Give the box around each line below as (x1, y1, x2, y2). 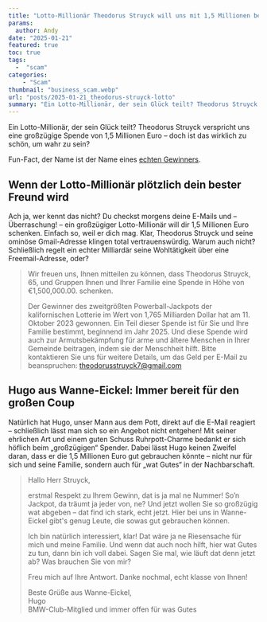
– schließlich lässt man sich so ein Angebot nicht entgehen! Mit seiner (8, 425, 237, 435)
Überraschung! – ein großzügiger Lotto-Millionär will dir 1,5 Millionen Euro (8, 220, 249, 229)
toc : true (8, 49, 41, 57)
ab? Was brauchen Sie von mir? (27, 557, 131, 566)
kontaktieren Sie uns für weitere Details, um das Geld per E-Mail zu (27, 352, 248, 362)
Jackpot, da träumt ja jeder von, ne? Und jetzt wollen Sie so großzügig (27, 499, 258, 508)
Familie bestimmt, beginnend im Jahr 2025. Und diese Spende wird (27, 327, 249, 336)
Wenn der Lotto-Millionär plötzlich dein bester (8, 178, 242, 191)
